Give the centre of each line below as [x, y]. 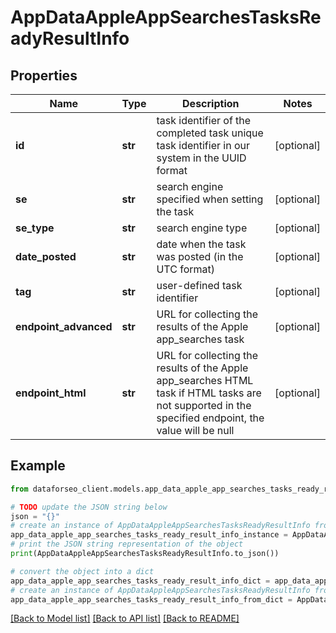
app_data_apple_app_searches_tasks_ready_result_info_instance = [149, 535]
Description [211, 103]
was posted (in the [200, 256]
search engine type [202, 228]
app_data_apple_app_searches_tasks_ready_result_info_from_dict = [151, 599]
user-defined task [199, 285]
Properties [44, 75]
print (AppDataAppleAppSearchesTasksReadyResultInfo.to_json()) [145, 554]
